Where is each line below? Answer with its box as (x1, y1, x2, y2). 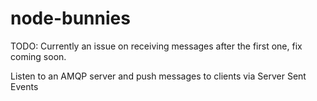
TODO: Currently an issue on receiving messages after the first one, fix (10, 40, 303, 52)
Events (10, 80, 39, 92)
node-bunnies (10, 7, 131, 30)
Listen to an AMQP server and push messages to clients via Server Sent (10, 70, 307, 82)
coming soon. (10, 50, 67, 62)
